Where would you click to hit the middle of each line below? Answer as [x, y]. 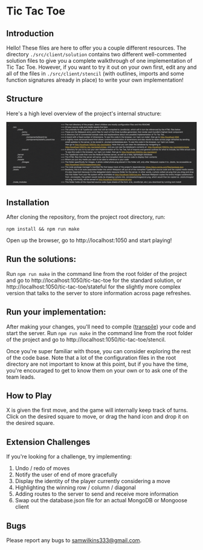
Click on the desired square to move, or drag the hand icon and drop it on [98, 417]
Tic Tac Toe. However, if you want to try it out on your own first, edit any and [101, 67]
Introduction [30, 34]
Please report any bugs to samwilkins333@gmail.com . [74, 540]
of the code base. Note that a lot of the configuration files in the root [91, 357]
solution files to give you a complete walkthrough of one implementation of [99, 61]
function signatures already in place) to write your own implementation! [95, 80]
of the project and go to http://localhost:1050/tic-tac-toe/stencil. [86, 339]
